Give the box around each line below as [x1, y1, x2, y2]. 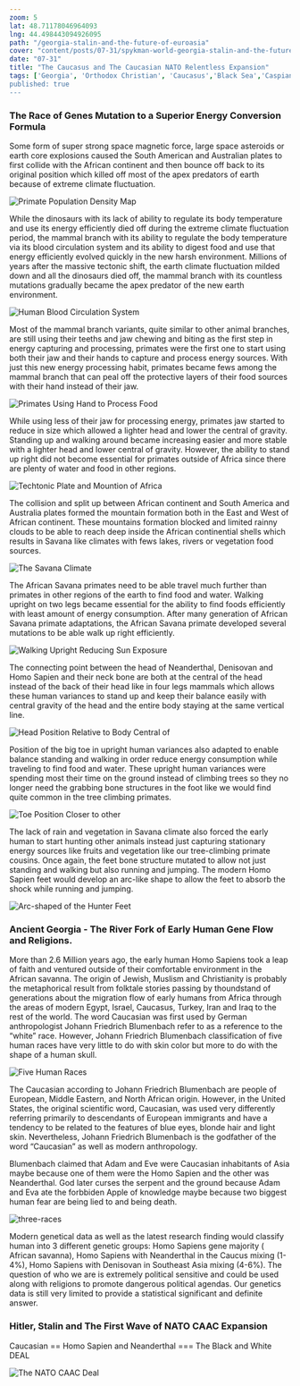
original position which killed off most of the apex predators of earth [9, 169, 260, 180]
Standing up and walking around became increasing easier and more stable [9, 435, 287, 445]
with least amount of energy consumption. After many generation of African [9, 608, 288, 619]
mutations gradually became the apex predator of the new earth [9, 279, 245, 291]
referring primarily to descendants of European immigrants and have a [9, 1112, 268, 1123]
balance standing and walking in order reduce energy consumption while [9, 753, 278, 765]
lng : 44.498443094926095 [9, 30, 102, 38]
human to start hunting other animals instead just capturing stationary [9, 835, 266, 846]
